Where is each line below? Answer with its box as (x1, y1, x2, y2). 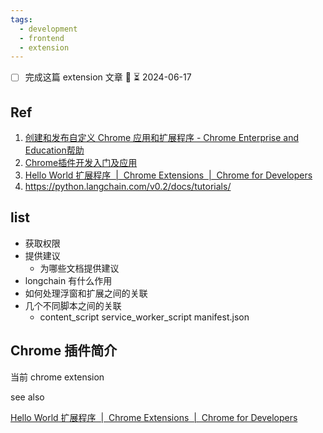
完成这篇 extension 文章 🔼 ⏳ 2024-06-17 (24, 71, 192, 83)
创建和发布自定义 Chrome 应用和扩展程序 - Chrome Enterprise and (24, 132, 299, 144)
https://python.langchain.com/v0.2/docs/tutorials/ (24, 181, 232, 193)
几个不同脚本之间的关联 (24, 299, 122, 311)
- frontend (19, 33, 65, 43)
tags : (10, 14, 33, 25)
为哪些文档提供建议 (39, 262, 120, 274)
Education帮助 (24, 144, 85, 156)
